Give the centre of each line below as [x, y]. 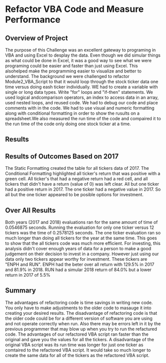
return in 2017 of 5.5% [28, 275]
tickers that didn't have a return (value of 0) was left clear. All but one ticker [82, 184]
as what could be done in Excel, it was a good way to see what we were [79, 60]
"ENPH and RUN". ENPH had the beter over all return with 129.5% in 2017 [80, 265]
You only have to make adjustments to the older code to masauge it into [78, 308]
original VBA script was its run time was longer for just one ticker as [74, 345]
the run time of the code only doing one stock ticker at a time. [68, 124]
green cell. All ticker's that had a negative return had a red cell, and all [77, 179]
